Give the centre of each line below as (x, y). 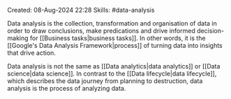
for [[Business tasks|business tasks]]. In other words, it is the (118, 38)
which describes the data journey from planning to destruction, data (105, 81)
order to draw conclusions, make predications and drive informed (101, 31)
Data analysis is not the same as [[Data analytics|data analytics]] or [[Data (114, 66)
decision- (210, 31)
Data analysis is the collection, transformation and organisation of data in (112, 23)
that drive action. (31, 53)
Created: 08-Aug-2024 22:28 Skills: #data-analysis (81, 10)
